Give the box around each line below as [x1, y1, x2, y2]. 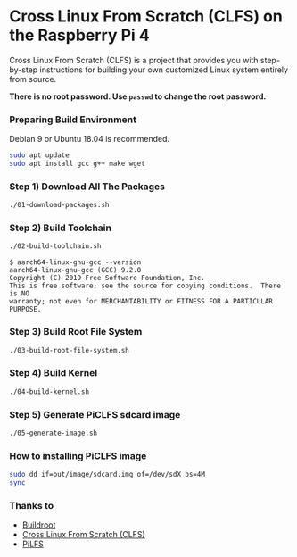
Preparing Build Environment [9, 113, 136, 126]
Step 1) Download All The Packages [9, 180, 166, 193]
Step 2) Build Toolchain [9, 221, 111, 234]
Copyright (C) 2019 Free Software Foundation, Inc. [9, 274, 205, 283]
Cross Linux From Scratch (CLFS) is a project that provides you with [9, 54, 259, 65]
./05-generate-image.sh [9, 428, 98, 437]
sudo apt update [9, 151, 70, 160]
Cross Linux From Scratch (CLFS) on [9, 6, 283, 27]
